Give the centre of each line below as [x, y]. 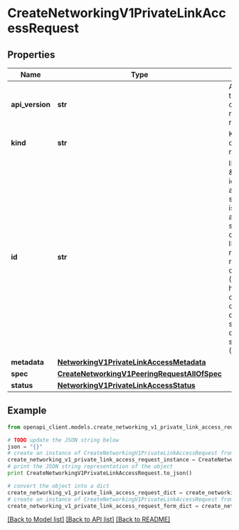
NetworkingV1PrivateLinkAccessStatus [126, 385]
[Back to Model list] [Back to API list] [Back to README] [89, 519]
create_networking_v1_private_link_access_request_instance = [101, 460]
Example [27, 411]
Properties [31, 55]
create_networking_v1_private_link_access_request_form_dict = [103, 506]
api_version [31, 105]
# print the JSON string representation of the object [90, 467]
